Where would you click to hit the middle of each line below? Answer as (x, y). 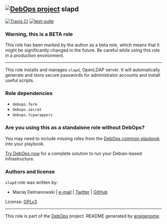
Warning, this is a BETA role (39, 34)
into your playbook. (25, 144)
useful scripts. (20, 81)
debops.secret (27, 110)
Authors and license (30, 171)
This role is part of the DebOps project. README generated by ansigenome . (83, 216)
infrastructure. (20, 159)
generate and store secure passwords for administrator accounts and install (83, 75)
